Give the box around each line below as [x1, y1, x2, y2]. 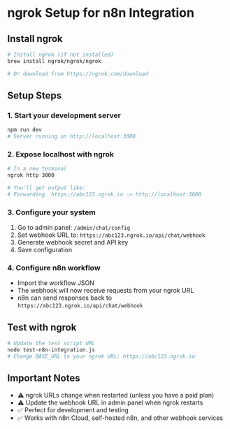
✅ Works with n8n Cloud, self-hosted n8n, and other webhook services [17, 414, 224, 422]
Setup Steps [7, 89, 62, 102]
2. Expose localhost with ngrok [7, 149, 114, 159]
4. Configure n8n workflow [7, 263, 101, 273]
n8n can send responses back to [17, 293, 113, 302]
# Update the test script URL [7, 340, 96, 347]
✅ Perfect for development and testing [17, 405, 129, 414]
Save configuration [17, 246, 72, 254]
